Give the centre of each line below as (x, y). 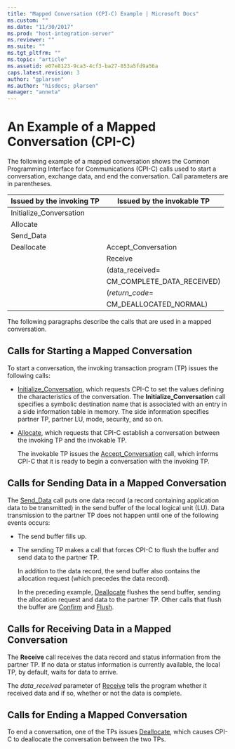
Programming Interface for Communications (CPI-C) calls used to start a (112, 169)
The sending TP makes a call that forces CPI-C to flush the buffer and (118, 549)
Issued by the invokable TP (163, 201)
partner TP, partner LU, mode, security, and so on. (90, 419)
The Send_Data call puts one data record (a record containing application (113, 500)
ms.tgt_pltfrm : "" (34, 53)
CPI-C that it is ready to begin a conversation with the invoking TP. (114, 461)
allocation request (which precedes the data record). (94, 578)
